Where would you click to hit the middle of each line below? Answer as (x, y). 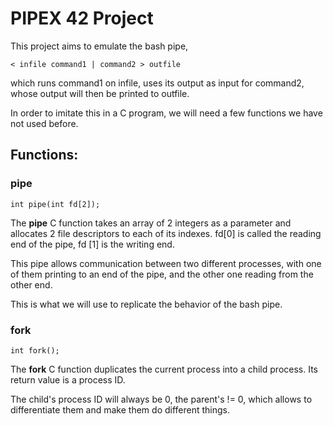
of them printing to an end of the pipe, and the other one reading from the (162, 274)
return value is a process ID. (68, 379)
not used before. (44, 123)
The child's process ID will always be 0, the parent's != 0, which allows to (161, 399)
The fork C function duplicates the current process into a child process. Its (164, 369)
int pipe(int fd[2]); (55, 204)
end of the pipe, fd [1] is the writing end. (92, 244)
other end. (31, 284)
